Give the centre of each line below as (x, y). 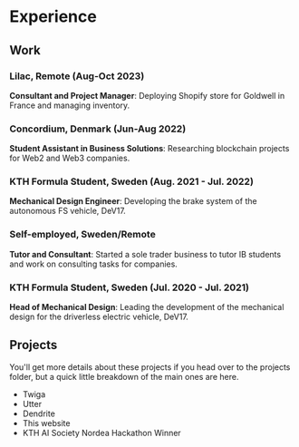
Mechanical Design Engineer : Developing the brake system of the (133, 201)
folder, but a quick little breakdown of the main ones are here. (124, 376)
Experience (53, 17)
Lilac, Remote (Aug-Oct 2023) (77, 76)
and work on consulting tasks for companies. (94, 264)
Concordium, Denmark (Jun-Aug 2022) (98, 129)
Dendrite (39, 413)
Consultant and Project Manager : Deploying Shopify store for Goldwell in (147, 95)
